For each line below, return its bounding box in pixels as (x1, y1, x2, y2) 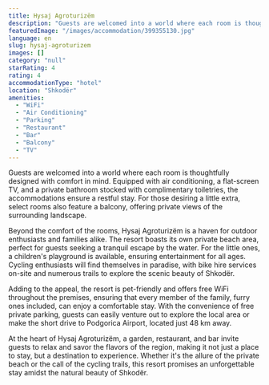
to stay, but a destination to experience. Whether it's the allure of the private (8, 351, 260, 361)
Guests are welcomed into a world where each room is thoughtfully (8, 168, 230, 177)
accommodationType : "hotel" (8, 79, 102, 87)
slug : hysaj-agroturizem (8, 42, 91, 50)
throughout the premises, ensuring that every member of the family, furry (8, 293, 251, 302)
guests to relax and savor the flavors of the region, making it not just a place (8, 342, 259, 352)
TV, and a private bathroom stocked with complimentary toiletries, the (8, 185, 239, 195)
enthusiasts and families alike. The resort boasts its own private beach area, (8, 234, 259, 245)
